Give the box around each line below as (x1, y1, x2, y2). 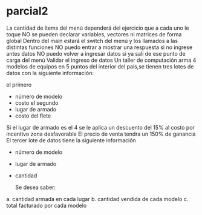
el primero (6, 81, 32, 88)
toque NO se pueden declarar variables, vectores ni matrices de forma (6, 30, 182, 38)
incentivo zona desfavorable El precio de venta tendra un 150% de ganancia (6, 130, 196, 137)
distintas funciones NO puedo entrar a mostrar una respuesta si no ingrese (6, 44, 193, 51)
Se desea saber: (15, 184, 56, 191)
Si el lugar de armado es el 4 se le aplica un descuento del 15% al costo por (6, 124, 195, 131)
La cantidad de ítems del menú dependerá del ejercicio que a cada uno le (6, 24, 189, 31)
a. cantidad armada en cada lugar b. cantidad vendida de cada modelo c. (6, 195, 189, 202)
